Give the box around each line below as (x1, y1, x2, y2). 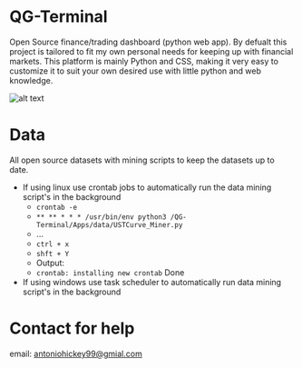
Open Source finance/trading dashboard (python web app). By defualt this (9, 36, 287, 47)
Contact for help (9, 318, 135, 339)
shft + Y (35, 249, 70, 258)
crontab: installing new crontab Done (35, 266, 185, 278)
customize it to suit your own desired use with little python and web (9, 65, 261, 76)
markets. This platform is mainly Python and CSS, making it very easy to (9, 55, 279, 66)
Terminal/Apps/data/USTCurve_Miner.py (35, 220, 183, 229)
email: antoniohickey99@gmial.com (9, 348, 142, 359)
